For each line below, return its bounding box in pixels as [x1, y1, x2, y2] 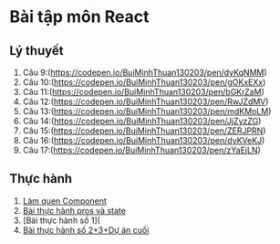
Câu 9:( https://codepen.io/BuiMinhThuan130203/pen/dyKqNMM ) [22, 67, 267, 78]
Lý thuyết [9, 43, 64, 58]
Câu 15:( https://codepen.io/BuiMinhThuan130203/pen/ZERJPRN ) [22, 125, 266, 136]
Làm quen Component [22, 195, 108, 207]
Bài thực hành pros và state [22, 205, 126, 216]
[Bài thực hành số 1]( [22, 215, 100, 226]
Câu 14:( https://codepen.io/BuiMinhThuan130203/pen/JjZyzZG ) [22, 116, 262, 126]
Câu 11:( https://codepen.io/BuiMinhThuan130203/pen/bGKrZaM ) [22, 87, 264, 97]
